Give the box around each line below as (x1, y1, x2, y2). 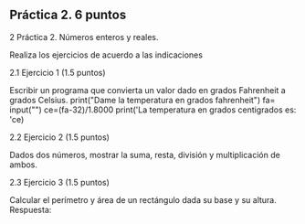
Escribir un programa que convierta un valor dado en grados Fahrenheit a (9, 84, 286, 95)
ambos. (9, 159, 38, 170)
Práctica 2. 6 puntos (9, 7, 127, 23)
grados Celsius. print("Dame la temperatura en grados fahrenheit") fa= (9, 94, 276, 105)
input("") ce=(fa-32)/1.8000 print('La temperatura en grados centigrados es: (9, 104, 297, 115)
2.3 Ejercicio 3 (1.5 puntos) (9, 176, 110, 187)
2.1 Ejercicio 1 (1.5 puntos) (9, 67, 107, 78)
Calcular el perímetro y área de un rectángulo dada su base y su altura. (9, 194, 277, 205)
